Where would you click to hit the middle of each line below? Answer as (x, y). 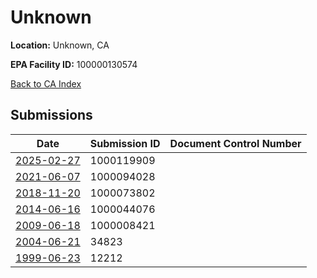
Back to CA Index (46, 83)
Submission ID (125, 143)
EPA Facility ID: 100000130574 (74, 64)
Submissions (51, 115)
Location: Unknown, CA (60, 45)
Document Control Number (235, 143)
